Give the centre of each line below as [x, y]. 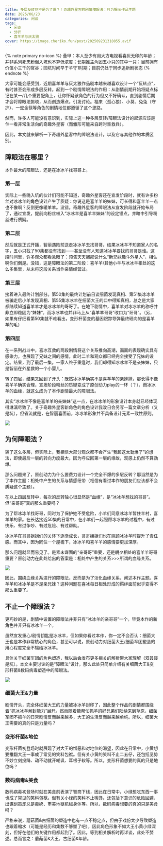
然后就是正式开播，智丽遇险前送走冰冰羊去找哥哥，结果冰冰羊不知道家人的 [79, 245]
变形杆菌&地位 [22, 737]
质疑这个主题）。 [21, 486]
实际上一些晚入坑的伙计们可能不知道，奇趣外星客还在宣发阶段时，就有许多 [79, 195]
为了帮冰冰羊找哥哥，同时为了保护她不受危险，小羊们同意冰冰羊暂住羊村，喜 [81, 513]
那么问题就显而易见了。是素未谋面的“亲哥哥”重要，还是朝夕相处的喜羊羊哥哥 [81, 552]
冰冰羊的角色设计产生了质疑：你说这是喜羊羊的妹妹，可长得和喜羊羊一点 [86, 201]
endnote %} [17, 73]
